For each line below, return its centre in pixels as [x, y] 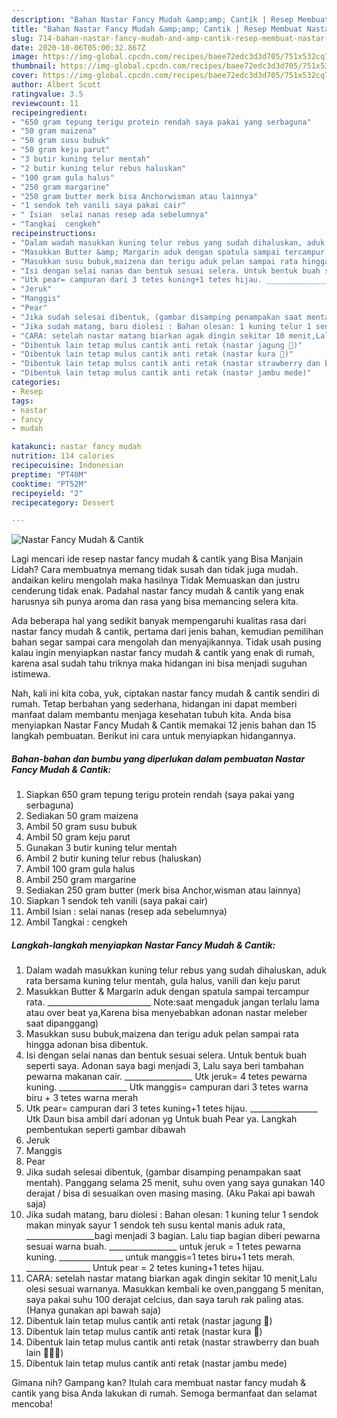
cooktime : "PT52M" [49, 484]
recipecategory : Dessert [63, 502]
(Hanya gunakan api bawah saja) [93, 1310]
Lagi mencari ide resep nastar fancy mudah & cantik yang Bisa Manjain [157, 559]
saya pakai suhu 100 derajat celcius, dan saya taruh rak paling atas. [164, 1300]
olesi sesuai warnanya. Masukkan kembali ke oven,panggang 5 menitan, [174, 1289]
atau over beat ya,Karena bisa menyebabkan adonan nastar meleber [166, 1013]
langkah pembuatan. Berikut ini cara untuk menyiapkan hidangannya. [153, 736]
